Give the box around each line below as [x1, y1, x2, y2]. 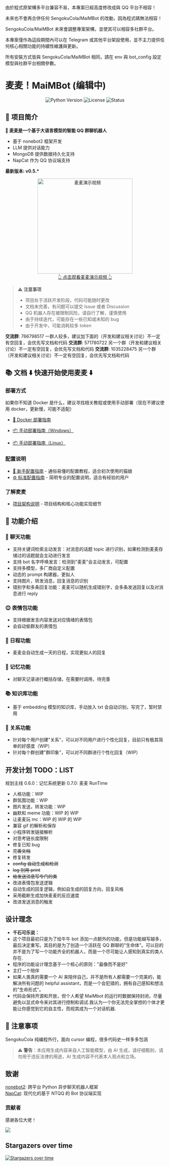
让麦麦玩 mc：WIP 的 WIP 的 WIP [12, 816, 82, 822]
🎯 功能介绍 [5, 517, 38, 526]
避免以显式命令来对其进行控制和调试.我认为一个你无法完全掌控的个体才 [12, 999, 160, 1005]
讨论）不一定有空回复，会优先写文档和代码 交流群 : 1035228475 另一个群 [5, 346, 156, 352]
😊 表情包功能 [5, 604, 38, 611]
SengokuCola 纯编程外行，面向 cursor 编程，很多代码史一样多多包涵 [5, 1036, 148, 1042]
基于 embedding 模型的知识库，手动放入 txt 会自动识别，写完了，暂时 [12, 704, 158, 710]
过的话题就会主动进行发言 [17, 552, 71, 558]
